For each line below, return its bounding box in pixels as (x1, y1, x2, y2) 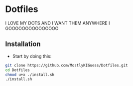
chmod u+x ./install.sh (5, 72, 55, 77)
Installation (5, 40, 41, 48)
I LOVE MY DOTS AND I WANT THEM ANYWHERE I (5, 20, 110, 26)
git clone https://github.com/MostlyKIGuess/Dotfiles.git (5, 62, 128, 68)
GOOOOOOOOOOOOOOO (5, 25, 59, 31)
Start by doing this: (12, 53, 52, 59)
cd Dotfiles (5, 67, 30, 72)
